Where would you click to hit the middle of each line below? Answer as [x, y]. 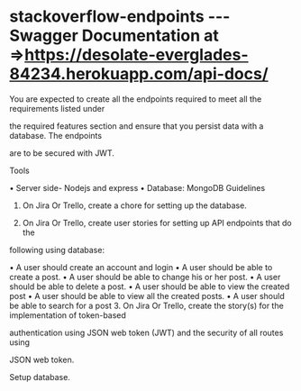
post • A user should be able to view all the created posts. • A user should [147, 296]
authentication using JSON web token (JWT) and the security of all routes [146, 332]
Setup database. [40, 377]
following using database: [57, 250]
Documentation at [150, 36]
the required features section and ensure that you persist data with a [137, 126]
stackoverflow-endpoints [107, 17]
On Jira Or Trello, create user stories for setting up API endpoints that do [157, 223]
